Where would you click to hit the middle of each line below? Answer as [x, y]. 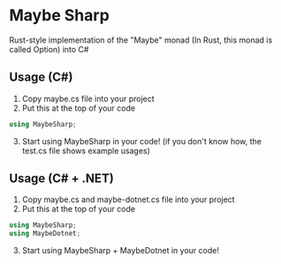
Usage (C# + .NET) [62, 179]
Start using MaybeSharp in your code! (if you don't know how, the [142, 141]
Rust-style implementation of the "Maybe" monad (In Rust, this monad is [141, 40]
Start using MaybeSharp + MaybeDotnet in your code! [120, 251]
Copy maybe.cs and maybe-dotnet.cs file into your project [129, 199]
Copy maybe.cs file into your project [88, 98]
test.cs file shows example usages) [86, 151]
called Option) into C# [49, 49]
